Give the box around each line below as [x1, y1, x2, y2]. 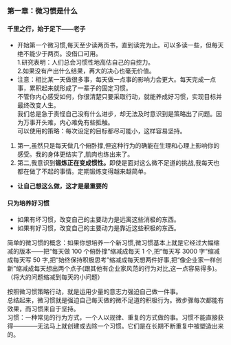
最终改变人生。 [16, 101, 60, 109]
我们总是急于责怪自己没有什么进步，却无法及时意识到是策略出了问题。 [16, 110, 217, 118]
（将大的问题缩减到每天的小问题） [7, 273, 104, 281]
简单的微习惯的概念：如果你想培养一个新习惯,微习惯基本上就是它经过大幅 [7, 238, 214, 247]
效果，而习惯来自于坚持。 [7, 304, 80, 313]
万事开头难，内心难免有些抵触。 [23, 118, 114, 126]
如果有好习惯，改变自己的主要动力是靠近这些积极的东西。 [16, 224, 180, 232]
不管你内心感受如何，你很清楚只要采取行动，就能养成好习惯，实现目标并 [16, 93, 222, 101]
